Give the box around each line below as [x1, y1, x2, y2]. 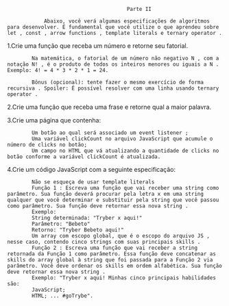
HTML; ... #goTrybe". [32, 292, 94, 299]
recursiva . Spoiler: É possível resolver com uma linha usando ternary [7, 85, 219, 92]
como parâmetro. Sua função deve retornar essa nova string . [7, 203, 189, 209]
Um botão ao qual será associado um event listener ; [32, 129, 189, 136]
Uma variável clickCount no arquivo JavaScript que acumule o [32, 136, 213, 142]
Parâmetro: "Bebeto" [32, 220, 91, 227]
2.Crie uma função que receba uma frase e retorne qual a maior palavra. [7, 103, 212, 111]
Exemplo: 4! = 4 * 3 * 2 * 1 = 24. [7, 67, 109, 74]
